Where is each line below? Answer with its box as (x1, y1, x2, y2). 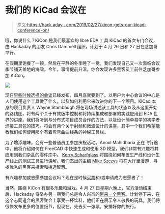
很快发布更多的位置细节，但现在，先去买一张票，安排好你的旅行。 (5, 203, 138, 209)
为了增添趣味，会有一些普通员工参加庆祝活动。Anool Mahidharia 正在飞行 (5, 139, 154, 145)
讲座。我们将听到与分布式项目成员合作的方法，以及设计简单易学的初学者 (13, 117, 160, 122)
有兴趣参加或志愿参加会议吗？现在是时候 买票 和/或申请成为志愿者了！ (5, 174, 145, 180)
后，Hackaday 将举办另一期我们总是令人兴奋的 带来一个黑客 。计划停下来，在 (5, 191, 160, 197)
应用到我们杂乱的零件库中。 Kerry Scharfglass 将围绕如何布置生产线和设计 (5, 152, 156, 157)
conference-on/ (17, 27, 50, 33)
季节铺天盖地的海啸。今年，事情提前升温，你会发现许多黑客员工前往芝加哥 (5, 66, 156, 72)
